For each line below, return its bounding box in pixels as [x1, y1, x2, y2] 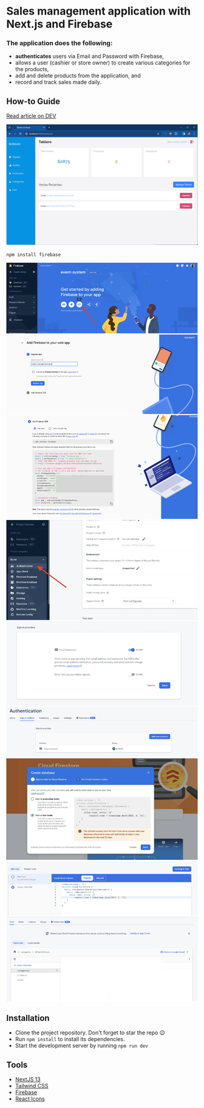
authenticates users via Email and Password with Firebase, [15, 53, 164, 60]
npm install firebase [6, 251, 61, 258]
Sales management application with [6, 4, 191, 18]
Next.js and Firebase [6, 17, 113, 31]
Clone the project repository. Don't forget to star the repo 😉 [15, 1029, 166, 1036]
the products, [15, 66, 49, 73]
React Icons [15, 1095, 46, 1103]
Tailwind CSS [15, 1082, 49, 1090]
